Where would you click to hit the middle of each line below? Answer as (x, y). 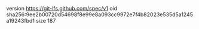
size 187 (46, 21)
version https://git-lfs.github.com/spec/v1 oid (62, 8)
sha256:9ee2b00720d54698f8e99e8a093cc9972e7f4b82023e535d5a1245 (99, 14)
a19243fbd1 (20, 21)
